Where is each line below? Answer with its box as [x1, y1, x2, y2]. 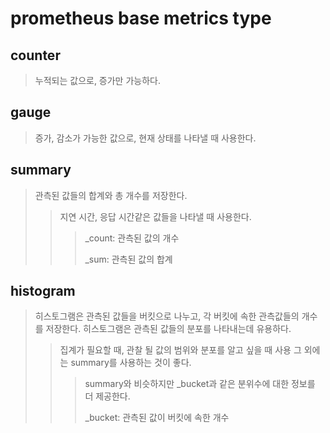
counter [10, 47, 61, 64]
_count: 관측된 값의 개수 [84, 232, 180, 244]
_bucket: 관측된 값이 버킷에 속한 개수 [84, 412, 230, 424]
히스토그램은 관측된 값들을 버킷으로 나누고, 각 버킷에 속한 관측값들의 [34, 310, 300, 322]
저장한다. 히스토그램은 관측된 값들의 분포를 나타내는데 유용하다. [45, 323, 292, 335]
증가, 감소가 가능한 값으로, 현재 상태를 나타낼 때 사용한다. [34, 132, 257, 144]
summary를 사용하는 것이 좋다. [70, 357, 192, 369]
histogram [10, 283, 76, 300]
